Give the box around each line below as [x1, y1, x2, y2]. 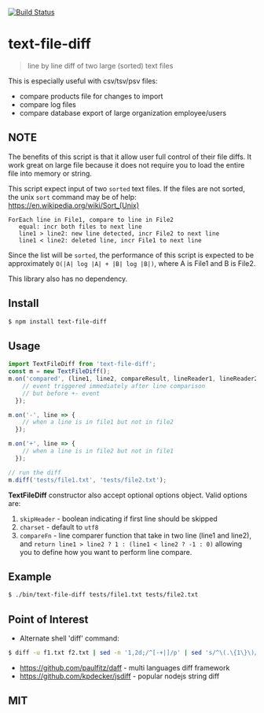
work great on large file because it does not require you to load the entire [8, 160, 245, 169]
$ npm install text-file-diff [8, 317, 108, 326]
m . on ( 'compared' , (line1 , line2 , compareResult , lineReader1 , [8, 375, 216, 382]
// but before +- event [22, 390, 101, 397]
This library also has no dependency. [8, 274, 128, 283]
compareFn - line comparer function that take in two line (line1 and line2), [19, 530, 251, 540]
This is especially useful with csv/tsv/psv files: [8, 76, 158, 86]
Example [8, 570, 52, 583]
